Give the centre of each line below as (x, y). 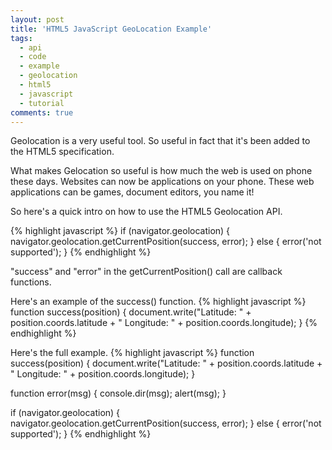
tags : (21, 38)
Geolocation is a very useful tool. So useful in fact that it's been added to (160, 141)
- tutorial (42, 103)
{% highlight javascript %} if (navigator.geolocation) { (120, 231)
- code (33, 57)
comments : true (42, 112)
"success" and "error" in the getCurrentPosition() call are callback (146, 272)
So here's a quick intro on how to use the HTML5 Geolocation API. (146, 212)
